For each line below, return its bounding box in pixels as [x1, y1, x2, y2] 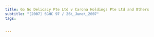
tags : [5, 16, 16, 21]
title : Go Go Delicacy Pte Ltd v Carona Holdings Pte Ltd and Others [5, 7, 150, 12]
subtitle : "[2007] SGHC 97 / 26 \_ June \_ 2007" [5, 12, 99, 16]
